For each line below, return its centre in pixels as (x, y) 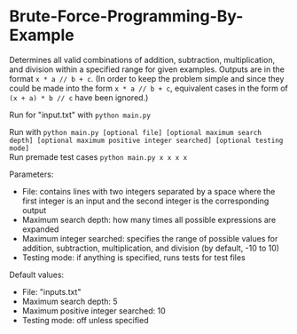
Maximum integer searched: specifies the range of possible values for (150, 238)
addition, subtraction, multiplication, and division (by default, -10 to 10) (151, 248)
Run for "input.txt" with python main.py (80, 115)
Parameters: (31, 174)
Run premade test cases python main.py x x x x (98, 156)
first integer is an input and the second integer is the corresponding (145, 201)
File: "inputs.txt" (51, 291)
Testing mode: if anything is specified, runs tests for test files (133, 257)
